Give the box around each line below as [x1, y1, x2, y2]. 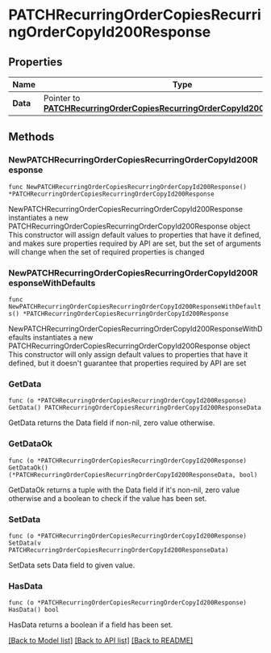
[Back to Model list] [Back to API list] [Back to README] [8, 636, 194, 646]
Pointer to [43, 93, 81, 103]
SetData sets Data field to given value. [8, 560, 135, 570]
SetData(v [8, 539, 42, 547]
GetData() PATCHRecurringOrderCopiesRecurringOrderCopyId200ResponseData [8, 404, 262, 412]
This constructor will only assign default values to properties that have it [8, 349, 248, 359]
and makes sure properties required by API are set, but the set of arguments [8, 238, 261, 248]
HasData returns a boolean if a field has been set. [8, 620, 173, 630]
